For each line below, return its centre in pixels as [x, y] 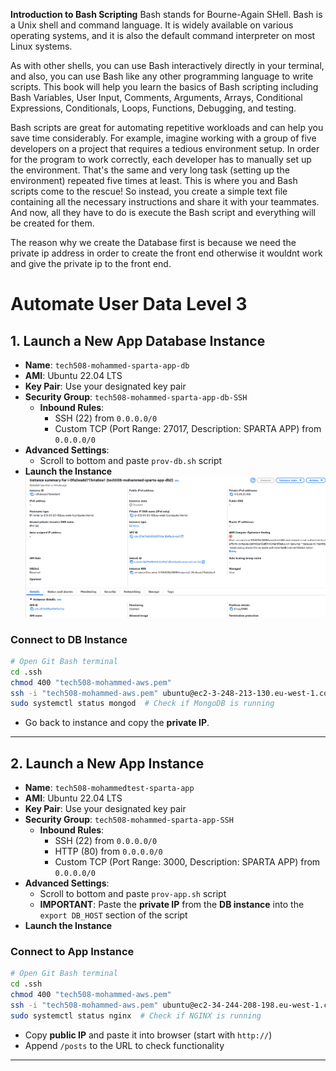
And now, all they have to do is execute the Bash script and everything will [163, 212]
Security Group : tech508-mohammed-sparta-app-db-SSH [136, 397]
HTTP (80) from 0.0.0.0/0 [108, 851]
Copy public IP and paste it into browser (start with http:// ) [148, 1035]
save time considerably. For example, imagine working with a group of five [163, 138]
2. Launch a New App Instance [107, 763]
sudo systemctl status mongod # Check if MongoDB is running [142, 704]
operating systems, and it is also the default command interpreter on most [163, 35]
